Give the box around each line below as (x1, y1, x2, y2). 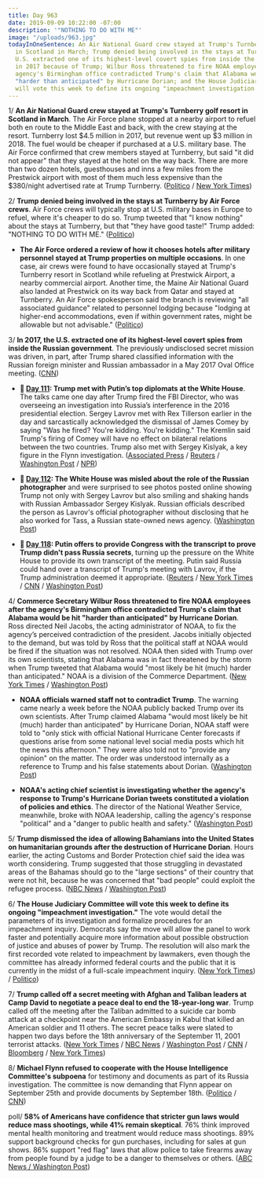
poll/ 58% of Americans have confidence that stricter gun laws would (8, 1112, 240, 1122)
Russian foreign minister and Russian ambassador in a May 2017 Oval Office (8, 361, 255, 370)
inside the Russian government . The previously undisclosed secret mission (8, 343, 254, 353)
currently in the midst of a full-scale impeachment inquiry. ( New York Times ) (8, 966, 256, 976)
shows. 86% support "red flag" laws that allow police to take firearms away (8, 1145, 253, 1155)
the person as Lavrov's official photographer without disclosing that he (19, 507, 249, 517)
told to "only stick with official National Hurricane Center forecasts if (19, 728, 241, 738)
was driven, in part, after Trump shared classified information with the (8, 352, 234, 361)
